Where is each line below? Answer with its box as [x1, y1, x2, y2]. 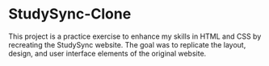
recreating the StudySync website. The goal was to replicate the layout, [8, 39, 246, 49]
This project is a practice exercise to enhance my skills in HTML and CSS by [8, 31, 262, 41]
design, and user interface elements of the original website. [8, 48, 207, 58]
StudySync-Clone [8, 5, 132, 23]
